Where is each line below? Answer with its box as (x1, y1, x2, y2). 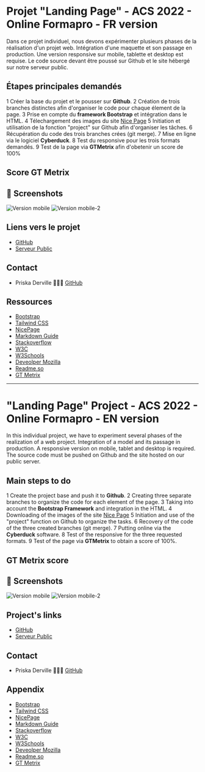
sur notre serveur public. (6, 63, 68, 71)
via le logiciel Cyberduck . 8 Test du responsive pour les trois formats (6, 137, 180, 144)
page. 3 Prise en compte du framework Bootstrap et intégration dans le (6, 110, 187, 118)
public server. (6, 458, 41, 465)
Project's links (6, 610, 62, 620)
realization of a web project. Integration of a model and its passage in (6, 438, 181, 446)
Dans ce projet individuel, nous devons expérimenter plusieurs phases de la (6, 37, 197, 45)
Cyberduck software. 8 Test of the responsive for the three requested (6, 531, 182, 538)
